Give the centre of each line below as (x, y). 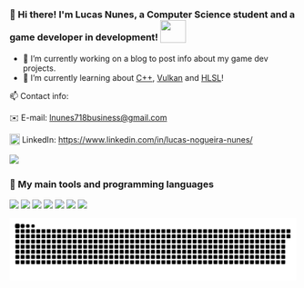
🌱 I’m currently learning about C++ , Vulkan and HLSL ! (123, 78)
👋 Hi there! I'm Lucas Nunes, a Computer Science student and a (152, 15)
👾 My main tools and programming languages (111, 184)
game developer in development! (84, 37)
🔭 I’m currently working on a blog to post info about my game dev (145, 59)
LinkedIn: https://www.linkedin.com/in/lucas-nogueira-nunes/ (137, 140)
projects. (39, 68)
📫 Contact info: (39, 96)
